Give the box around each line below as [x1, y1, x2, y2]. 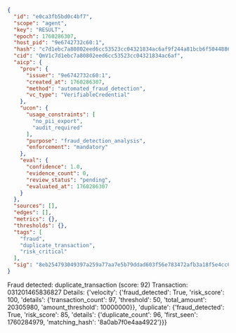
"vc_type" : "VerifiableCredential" [25, 91, 131, 98]
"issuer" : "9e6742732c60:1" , [25, 72, 112, 79]
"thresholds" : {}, [13, 222, 68, 229]
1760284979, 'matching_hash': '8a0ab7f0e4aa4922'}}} [7, 318, 167, 326]
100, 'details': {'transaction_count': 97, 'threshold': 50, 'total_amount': [7, 295, 207, 303]
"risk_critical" [20, 248, 68, 256]
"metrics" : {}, [13, 216, 58, 223]
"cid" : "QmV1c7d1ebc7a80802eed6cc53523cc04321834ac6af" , [13, 53, 184, 60]
